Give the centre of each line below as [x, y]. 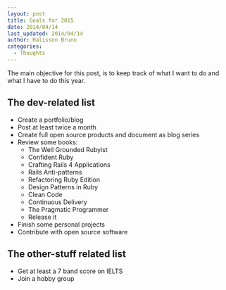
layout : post [26, 14]
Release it [42, 217]
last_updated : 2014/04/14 [45, 33]
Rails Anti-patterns [55, 172]
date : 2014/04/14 [33, 27]
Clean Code [45, 194]
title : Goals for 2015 [40, 20]
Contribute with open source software [73, 232]
